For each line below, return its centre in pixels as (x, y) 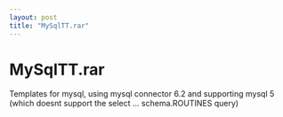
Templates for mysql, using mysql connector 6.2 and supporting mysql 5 (142, 94)
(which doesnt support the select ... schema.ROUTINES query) (124, 104)
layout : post (33, 17)
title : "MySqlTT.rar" (49, 26)
